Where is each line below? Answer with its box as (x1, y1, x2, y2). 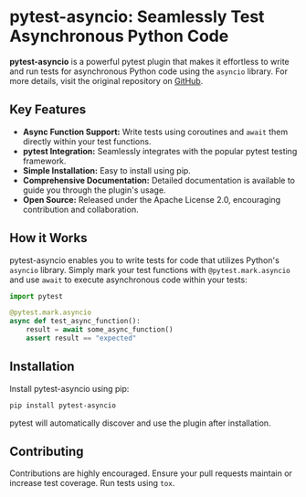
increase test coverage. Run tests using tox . (9, 478, 175, 489)
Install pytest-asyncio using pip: (9, 383, 130, 394)
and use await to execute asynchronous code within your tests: (9, 274, 248, 285)
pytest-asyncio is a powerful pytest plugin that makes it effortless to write (9, 56, 290, 67)
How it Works (9, 230, 88, 246)
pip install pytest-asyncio (9, 400, 117, 410)
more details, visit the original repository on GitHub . (9, 75, 204, 86)
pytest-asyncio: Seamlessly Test (9, 6, 265, 27)
